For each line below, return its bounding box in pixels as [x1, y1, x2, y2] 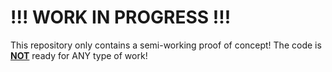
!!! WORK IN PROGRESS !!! [10, 6, 232, 29]
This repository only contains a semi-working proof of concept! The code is [10, 39, 322, 51]
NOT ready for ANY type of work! [10, 49, 148, 61]
